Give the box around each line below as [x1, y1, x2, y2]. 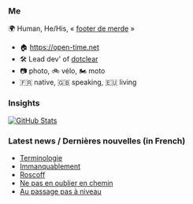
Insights [8, 98, 40, 109]
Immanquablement [19, 161, 81, 171]
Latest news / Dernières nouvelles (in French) [8, 135, 186, 147]
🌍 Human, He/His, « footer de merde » [8, 24, 135, 33]
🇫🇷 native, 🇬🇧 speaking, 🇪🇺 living [19, 77, 137, 87]
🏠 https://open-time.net [19, 43, 100, 52]
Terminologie [19, 153, 63, 162]
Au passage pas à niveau [19, 187, 102, 196]
